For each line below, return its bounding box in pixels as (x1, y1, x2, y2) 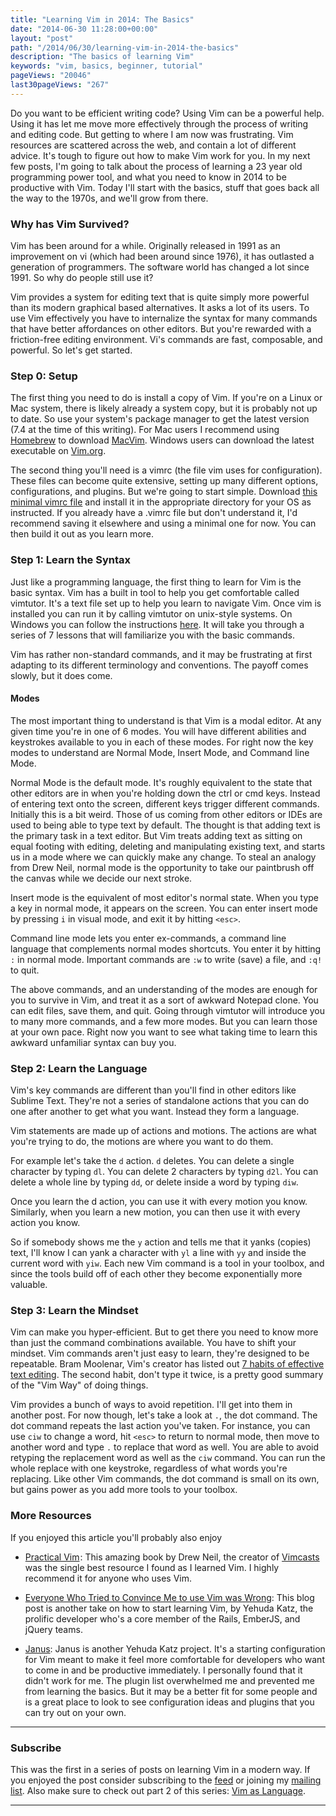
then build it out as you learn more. (10, 528, 155, 540)
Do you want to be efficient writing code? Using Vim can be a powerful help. (10, 107, 325, 119)
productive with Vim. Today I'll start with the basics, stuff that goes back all (10, 181, 320, 193)
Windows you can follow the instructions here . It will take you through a (10, 618, 305, 630)
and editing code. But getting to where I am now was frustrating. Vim (10, 128, 294, 140)
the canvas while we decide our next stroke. (10, 872, 193, 884)
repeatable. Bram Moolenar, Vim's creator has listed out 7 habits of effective (10, 1358, 325, 1370)
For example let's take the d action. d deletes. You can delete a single (10, 1155, 295, 1167)
